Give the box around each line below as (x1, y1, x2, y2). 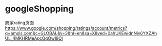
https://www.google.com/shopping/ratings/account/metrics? (5, 25, 127, 31)
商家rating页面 (5, 20, 34, 25)
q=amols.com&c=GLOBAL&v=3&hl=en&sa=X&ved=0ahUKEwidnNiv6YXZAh (5, 30, 157, 36)
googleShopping (5, 3, 74, 14)
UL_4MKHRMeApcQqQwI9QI (5, 35, 63, 41)
